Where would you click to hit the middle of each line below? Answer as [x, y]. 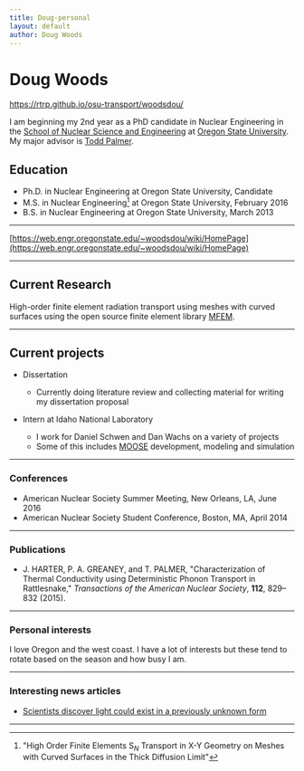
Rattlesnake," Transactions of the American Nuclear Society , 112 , [144, 588]
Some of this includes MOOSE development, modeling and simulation [165, 447]
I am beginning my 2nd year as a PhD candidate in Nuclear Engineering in [147, 122]
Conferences [38, 479]
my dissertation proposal [82, 402]
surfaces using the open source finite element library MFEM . [122, 316]
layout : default [40, 26]
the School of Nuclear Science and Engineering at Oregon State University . [149, 131]
